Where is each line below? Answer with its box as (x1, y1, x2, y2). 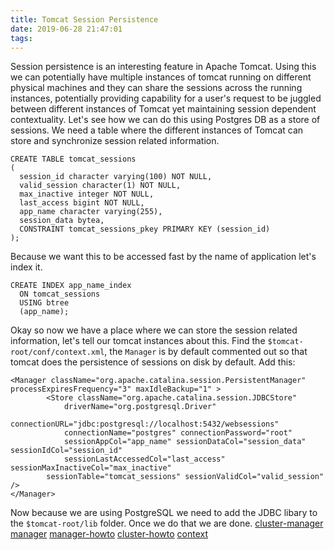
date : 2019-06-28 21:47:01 (10, 24, 123, 34)
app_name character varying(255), (19, 207, 163, 217)
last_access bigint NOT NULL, (19, 198, 145, 208)
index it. (10, 261, 43, 273)
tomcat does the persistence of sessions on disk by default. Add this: (10, 356, 296, 368)
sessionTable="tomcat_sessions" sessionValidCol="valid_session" (46, 472, 325, 482)
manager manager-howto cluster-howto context (10, 528, 208, 540)
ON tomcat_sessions (19, 289, 101, 300)
